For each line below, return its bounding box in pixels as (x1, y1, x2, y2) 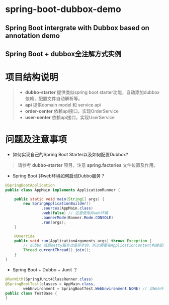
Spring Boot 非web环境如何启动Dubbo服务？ (12, 172, 106, 179)
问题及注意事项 (5, 134, 67, 145)
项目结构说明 (5, 72, 59, 83)
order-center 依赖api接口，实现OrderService (25, 108, 119, 114)
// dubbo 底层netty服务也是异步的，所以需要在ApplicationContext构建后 (23, 243, 163, 248)
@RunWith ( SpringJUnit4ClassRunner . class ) (5, 276, 94, 282)
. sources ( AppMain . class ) (41, 206, 94, 211)
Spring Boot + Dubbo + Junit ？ (12, 266, 78, 272)
